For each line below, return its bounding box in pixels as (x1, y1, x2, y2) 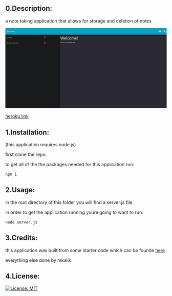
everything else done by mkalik (5, 257, 72, 263)
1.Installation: (5, 128, 50, 136)
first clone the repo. (5, 151, 47, 157)
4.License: (5, 271, 40, 280)
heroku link (5, 113, 29, 119)
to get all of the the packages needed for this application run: (5, 161, 135, 167)
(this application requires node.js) (5, 141, 76, 147)
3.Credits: (5, 234, 38, 242)
